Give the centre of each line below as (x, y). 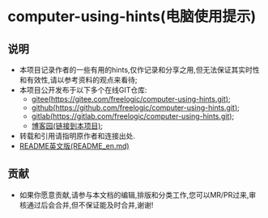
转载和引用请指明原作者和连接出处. (77, 136)
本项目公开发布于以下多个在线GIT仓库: (83, 90)
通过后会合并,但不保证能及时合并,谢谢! (90, 205)
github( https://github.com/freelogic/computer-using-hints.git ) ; (136, 107)
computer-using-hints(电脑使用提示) (132, 17)
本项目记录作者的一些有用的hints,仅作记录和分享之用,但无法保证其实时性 (139, 70)
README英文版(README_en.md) (74, 146)
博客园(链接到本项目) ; (67, 126)
